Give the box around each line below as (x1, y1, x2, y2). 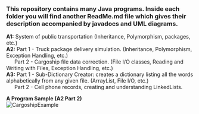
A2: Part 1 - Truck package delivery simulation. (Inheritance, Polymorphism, (6, 46, 192, 53)
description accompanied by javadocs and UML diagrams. (6, 20, 178, 28)
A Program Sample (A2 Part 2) (6, 95, 82, 102)
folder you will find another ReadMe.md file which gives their (6, 12, 186, 20)
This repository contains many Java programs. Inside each (6, 5, 180, 13)
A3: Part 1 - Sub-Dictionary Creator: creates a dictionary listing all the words (6, 71, 194, 78)
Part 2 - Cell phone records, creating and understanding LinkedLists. (14, 84, 183, 91)
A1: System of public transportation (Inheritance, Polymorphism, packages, (6, 33, 191, 40)
